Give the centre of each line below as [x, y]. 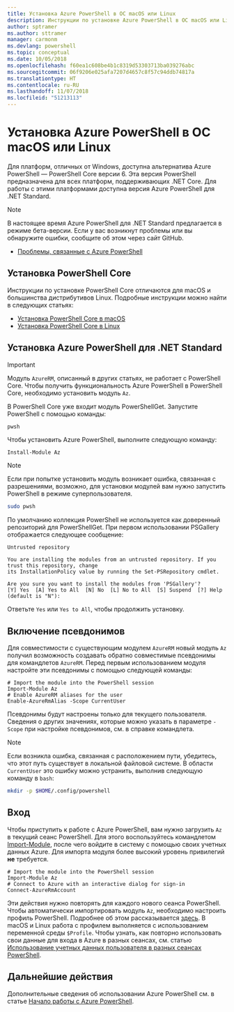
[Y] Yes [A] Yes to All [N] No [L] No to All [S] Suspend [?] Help [115, 590]
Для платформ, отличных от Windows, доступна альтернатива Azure [109, 166]
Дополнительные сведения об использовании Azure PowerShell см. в [111, 993]
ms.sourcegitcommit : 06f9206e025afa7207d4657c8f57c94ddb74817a [101, 72]
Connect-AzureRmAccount [42, 890]
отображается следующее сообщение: [65, 535]
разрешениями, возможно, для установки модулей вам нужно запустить [117, 486]
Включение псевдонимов [66, 631]
